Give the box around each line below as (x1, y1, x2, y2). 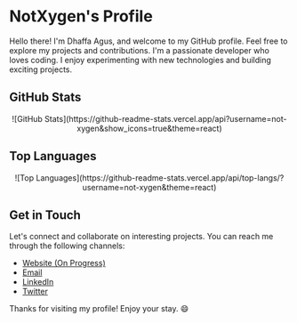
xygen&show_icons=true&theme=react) (76, 123, 222, 133)
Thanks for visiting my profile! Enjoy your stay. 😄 (9, 303, 189, 314)
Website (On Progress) (21, 258, 107, 269)
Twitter (21, 287, 49, 297)
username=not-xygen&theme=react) (82, 182, 217, 192)
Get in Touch (9, 207, 82, 222)
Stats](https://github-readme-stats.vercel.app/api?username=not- (44, 113, 287, 124)
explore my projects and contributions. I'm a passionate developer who (9, 44, 269, 55)
